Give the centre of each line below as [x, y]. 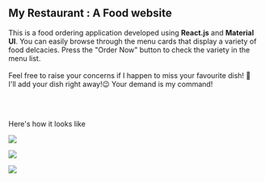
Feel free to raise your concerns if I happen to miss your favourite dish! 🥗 [130, 75]
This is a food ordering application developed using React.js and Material [131, 32]
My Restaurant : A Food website [90, 13]
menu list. [25, 58]
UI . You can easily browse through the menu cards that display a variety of [132, 41]
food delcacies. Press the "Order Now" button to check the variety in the [129, 50]
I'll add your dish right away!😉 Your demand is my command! [111, 84]
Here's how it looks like [47, 123]
